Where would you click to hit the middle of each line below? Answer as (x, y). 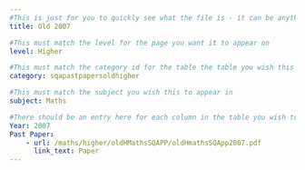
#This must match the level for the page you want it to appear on (140, 43)
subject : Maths (38, 101)
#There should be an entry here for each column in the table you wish (148, 117)
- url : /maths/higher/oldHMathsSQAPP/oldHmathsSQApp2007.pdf (143, 143)
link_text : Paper (66, 151)
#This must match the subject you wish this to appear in (121, 93)
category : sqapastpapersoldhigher (75, 76)
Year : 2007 (30, 125)
